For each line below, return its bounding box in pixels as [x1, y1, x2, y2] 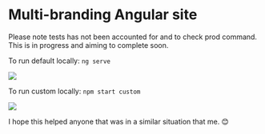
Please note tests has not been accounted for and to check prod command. [8, 32, 258, 41]
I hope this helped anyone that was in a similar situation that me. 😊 [8, 116, 230, 126]
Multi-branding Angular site [8, 6, 198, 24]
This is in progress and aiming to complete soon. [8, 40, 169, 49]
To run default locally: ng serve [8, 56, 110, 65]
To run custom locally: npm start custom [8, 86, 141, 96]
